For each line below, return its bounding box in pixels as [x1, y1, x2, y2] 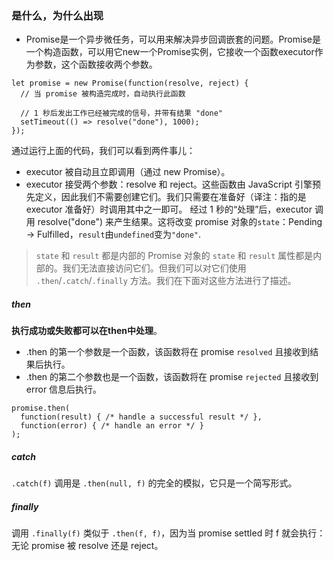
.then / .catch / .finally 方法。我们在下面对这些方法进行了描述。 [35, 275, 297, 287]
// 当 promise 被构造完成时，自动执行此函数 [20, 89, 186, 99]
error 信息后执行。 [25, 383, 103, 396]
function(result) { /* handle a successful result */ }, [20, 412, 263, 422]
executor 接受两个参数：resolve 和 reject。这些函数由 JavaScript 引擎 [25, 178, 313, 191]
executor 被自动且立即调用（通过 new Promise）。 [25, 166, 231, 178]
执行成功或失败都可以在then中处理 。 [11, 325, 163, 337]
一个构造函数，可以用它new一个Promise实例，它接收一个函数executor [25, 46, 315, 58]
